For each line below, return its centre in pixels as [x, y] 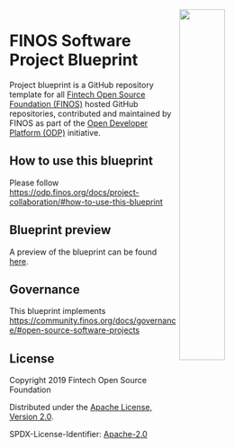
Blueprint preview [60, 230]
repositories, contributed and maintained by [90, 113]
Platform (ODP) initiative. [55, 132]
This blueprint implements [58, 311]
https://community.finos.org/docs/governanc [93, 321]
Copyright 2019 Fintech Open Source [78, 381]
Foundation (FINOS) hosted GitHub [74, 103]
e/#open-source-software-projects [75, 330]
